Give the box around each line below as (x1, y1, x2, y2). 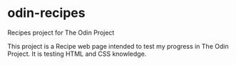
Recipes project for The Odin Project (7, 28, 115, 37)
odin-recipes (7, 5, 86, 21)
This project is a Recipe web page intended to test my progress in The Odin (7, 42, 230, 50)
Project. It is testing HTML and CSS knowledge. (7, 49, 147, 58)
